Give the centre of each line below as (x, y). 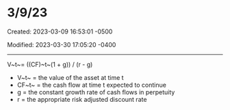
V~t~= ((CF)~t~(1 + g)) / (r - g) (50, 64)
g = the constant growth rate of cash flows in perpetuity (96, 92)
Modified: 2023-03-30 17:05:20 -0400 (62, 44)
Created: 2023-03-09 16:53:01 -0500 (60, 31)
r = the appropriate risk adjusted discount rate (82, 99)
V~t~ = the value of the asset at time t (71, 77)
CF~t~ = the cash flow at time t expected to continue (91, 85)
